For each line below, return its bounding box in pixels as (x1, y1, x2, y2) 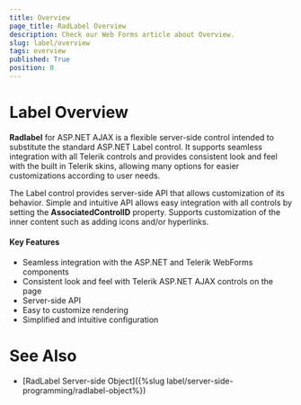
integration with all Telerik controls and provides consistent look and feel (9, 150, 279, 162)
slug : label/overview (9, 38, 91, 48)
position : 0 (9, 64, 54, 73)
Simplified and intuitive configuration (22, 314, 159, 325)
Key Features (9, 237, 60, 247)
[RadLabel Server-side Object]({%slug (22, 375, 165, 386)
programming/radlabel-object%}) (22, 384, 146, 396)
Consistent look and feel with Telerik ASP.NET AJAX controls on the (22, 276, 274, 287)
